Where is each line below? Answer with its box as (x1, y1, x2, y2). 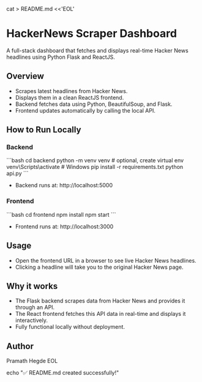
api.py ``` (6, 170, 29, 177)
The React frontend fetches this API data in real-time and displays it (15, 310, 186, 318)
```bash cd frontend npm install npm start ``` (6, 211, 116, 218)
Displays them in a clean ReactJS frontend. (15, 94, 124, 101)
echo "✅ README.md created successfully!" (6, 369, 119, 376)
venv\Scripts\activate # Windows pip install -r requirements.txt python (6, 163, 184, 171)
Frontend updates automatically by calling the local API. (15, 107, 156, 114)
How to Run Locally (6, 125, 81, 135)
